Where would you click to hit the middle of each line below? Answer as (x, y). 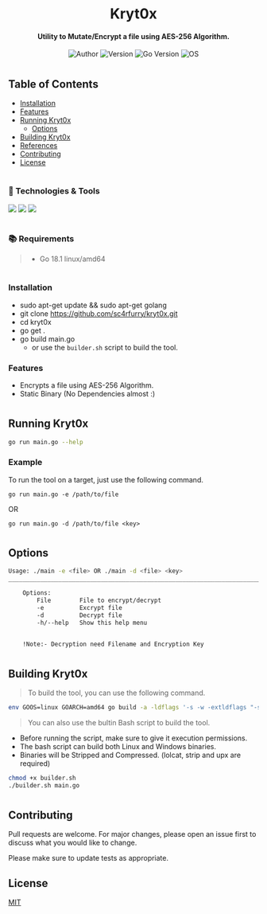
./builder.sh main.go (44, 785)
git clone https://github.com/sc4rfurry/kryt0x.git (99, 313)
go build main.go (47, 338)
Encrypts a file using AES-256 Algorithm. (87, 385)
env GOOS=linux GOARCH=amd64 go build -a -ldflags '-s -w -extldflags (128, 707)
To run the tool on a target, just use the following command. (106, 479)
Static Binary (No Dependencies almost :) (87, 393)
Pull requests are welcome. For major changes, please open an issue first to (132, 834)
